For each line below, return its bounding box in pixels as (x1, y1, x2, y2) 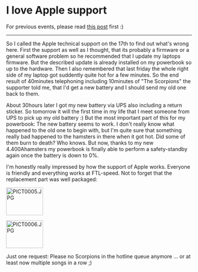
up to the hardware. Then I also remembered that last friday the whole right (6, 65, 189, 72)
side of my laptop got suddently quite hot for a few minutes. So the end (6, 71, 179, 78)
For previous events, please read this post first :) (6, 23, 124, 30)
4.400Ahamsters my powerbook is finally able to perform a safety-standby (6, 145, 187, 152)
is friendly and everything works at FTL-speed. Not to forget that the (6, 169, 173, 176)
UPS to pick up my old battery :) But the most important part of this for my (6, 114, 186, 121)
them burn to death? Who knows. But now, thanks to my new (6, 139, 154, 146)
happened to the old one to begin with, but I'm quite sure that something (6, 126, 182, 133)
